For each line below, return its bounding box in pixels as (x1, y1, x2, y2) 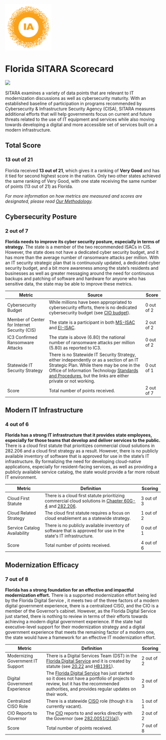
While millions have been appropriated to (49, 299, 132, 305)
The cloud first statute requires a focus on (44, 510, 130, 516)
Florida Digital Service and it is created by (46, 658, 131, 664)
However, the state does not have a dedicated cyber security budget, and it (5, 249, 159, 255)
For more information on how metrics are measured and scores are (5, 193, 142, 199)
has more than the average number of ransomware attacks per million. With (5, 255, 159, 261)
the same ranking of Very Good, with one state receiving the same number (5, 178, 157, 184)
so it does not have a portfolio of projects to (46, 675, 135, 681)
